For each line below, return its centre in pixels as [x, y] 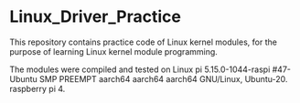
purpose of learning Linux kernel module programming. [113, 51]
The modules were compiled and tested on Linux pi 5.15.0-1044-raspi [140, 69]
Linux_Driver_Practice [95, 17]
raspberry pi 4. [37, 88]
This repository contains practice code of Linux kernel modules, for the [143, 42]
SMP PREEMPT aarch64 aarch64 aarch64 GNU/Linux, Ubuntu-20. [164, 78]
